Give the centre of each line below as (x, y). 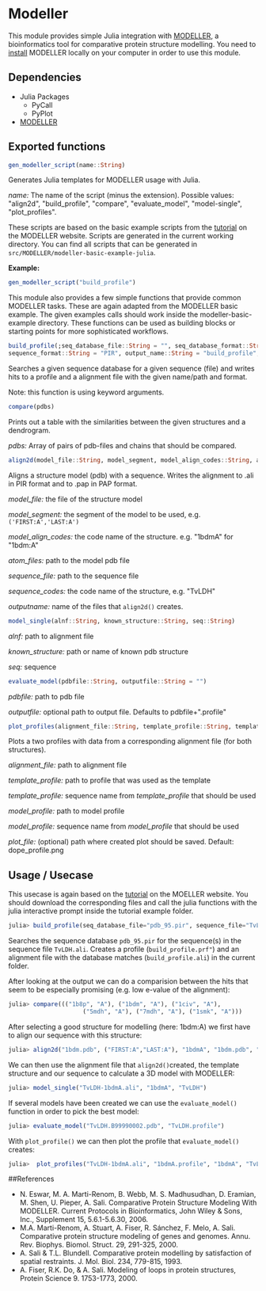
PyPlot (42, 113)
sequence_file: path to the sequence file (74, 576)
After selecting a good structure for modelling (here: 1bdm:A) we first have (129, 1026)
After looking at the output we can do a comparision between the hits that (128, 981)
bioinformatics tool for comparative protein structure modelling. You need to (132, 44)
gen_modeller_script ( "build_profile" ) (72, 283)
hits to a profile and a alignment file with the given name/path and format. (128, 377)
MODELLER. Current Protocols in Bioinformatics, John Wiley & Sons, (131, 1211)
